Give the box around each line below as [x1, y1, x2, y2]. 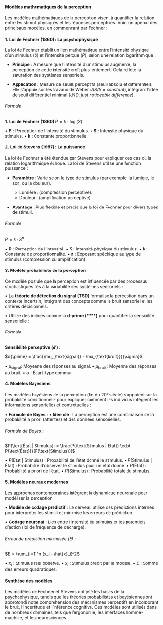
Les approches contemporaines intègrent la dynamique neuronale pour [5, 490, 147, 496]
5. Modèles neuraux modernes [5, 479, 68, 485]
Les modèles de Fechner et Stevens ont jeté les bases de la [5, 588, 125, 594]
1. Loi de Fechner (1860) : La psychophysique [5, 36, 98, 42]
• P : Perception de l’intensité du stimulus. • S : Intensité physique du [5, 127, 144, 134]
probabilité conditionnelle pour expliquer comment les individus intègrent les [5, 397, 159, 403]
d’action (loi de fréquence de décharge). [5, 524, 86, 530]
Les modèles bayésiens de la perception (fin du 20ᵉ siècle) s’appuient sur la [5, 392, 157, 397]
